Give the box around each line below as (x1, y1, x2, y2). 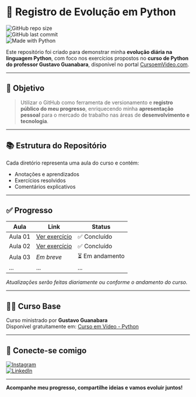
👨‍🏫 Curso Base (6, 301, 61, 311)
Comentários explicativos (14, 183, 76, 190)
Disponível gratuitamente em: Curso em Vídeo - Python (6, 323, 139, 330)
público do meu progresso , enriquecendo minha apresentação (20, 105, 174, 112)
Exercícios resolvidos (14, 177, 66, 184)
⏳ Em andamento (78, 252, 125, 260)
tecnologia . (20, 117, 48, 125)
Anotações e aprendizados (14, 170, 80, 177)
